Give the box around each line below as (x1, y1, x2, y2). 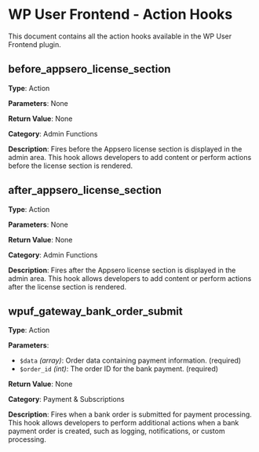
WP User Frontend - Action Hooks (8, 5, 233, 24)
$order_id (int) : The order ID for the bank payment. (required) (19, 364, 218, 374)
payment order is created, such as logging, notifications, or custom (8, 426, 225, 436)
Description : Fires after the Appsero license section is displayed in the (8, 265, 236, 275)
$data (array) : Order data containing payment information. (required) (19, 355, 242, 366)
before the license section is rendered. (8, 161, 133, 170)
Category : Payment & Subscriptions (8, 395, 125, 404)
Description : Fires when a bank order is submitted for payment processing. (8, 410, 253, 419)
